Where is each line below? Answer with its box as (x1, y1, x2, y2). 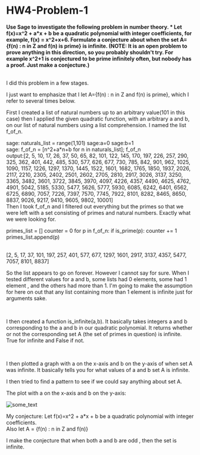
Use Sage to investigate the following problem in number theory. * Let (6, 23, 183, 30)
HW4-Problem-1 (6, 4, 88, 17)
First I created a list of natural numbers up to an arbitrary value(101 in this (6, 109, 186, 116)
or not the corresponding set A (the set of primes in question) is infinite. (6, 330, 182, 337)
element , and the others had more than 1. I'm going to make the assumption (6, 282, 193, 289)
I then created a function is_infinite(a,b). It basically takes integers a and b (6, 318, 187, 325)
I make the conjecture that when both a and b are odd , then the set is (6, 436, 177, 444)
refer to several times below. (6, 97, 76, 104)
